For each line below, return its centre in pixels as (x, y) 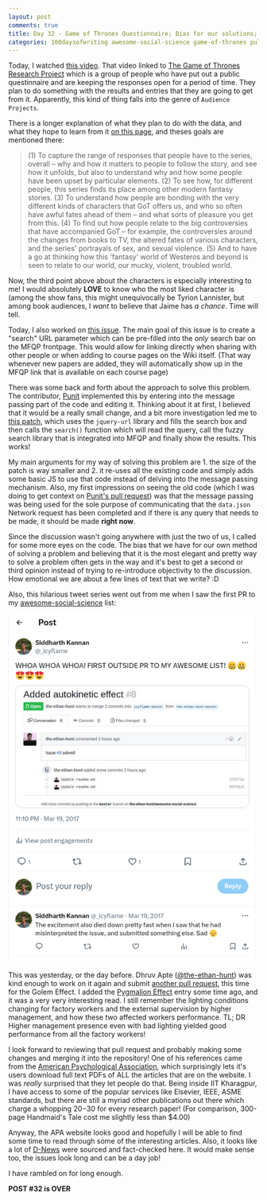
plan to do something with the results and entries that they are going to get (130, 91)
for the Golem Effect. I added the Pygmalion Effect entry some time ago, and (133, 992)
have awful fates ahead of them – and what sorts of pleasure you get (140, 215)
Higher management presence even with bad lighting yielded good (117, 1026)
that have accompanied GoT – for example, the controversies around (140, 231)
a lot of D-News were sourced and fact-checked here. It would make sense (132, 1150)
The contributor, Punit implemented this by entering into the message (122, 396)
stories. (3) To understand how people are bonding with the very (133, 198)
